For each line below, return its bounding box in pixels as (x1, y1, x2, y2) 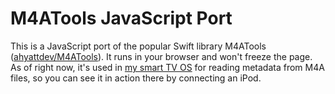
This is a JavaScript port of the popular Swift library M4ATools (10, 40, 267, 52)
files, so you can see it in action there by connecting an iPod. (10, 72, 262, 84)
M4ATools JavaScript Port (10, 7, 233, 30)
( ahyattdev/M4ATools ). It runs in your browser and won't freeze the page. (10, 50, 313, 62)
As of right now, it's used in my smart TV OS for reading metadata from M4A (10, 61, 325, 73)
